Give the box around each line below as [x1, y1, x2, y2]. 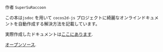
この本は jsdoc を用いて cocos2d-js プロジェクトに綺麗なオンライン [5, 15, 142, 21]
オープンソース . [5, 42, 37, 48]
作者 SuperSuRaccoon [5, 4, 46, 10]
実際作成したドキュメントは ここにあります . [5, 31, 93, 37]
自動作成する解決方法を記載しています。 [18, 21, 100, 26]
